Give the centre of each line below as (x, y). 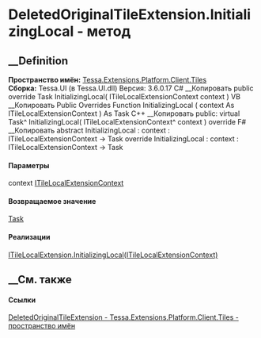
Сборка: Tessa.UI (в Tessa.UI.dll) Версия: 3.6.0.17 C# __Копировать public (131, 88)
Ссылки (22, 300)
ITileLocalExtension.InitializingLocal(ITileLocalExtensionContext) (113, 255)
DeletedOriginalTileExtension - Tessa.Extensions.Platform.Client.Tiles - (123, 317)
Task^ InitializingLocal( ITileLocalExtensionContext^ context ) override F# (127, 122)
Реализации (29, 237)
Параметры (29, 165)
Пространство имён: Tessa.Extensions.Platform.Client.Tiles (108, 80)
